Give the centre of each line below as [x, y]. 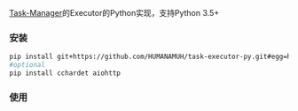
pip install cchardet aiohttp [65, 73]
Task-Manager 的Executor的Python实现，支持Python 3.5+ [114, 13]
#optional [27, 65]
